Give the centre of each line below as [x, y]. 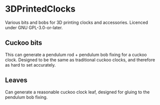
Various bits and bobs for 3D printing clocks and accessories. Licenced [77, 22]
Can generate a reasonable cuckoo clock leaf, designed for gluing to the [77, 92]
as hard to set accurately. [30, 65]
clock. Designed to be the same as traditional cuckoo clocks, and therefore [80, 60]
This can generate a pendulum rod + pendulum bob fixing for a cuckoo [76, 54]
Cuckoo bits [24, 43]
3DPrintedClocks [40, 9]
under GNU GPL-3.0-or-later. [34, 27]
